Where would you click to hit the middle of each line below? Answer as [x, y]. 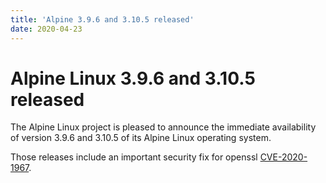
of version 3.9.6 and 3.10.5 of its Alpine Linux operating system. [141, 138]
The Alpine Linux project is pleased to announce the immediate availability [163, 127]
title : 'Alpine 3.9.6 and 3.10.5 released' [102, 19]
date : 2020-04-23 [46, 29]
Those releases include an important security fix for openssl [134, 157]
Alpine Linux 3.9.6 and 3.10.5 [133, 78]
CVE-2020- [283, 157]
